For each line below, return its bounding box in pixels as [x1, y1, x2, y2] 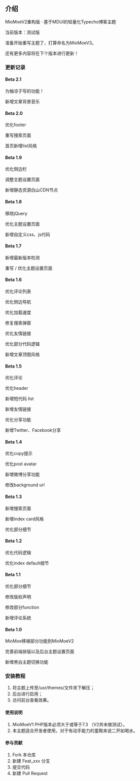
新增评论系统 [5, 615, 31, 621]
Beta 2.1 [5, 76, 22, 83]
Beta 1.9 [5, 154, 22, 160]
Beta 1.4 [5, 439, 22, 445]
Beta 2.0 [5, 110, 23, 116]
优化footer [5, 122, 26, 128]
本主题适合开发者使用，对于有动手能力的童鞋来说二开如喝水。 [12, 728, 138, 734]
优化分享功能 [5, 417, 31, 423]
